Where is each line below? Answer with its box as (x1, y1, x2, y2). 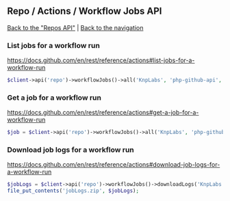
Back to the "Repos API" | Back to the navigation (7, 23, 144, 31)
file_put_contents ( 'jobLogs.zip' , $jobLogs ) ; (7, 187, 139, 194)
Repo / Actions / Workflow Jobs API (7, 5, 162, 17)
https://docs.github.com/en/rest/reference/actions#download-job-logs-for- (7, 161, 220, 169)
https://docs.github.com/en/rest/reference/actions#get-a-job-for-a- (7, 109, 199, 117)
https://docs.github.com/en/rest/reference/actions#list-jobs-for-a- (7, 56, 195, 64)
